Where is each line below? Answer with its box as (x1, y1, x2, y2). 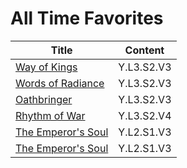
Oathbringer (15, 92, 73, 106)
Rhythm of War (15, 108, 86, 122)
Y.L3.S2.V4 (118, 108, 172, 122)
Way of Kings (15, 60, 78, 74)
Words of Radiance (15, 76, 105, 90)
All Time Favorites (10, 7, 164, 30)
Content (124, 43, 165, 57)
